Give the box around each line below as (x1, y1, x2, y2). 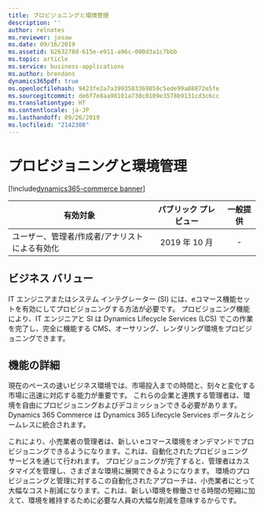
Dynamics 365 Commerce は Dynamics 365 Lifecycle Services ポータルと (8, 410, 247, 420)
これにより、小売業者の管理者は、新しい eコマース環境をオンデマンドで (8, 437, 241, 446)
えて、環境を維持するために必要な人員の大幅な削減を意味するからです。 (8, 496, 241, 505)
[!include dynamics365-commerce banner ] (8, 184, 145, 193)
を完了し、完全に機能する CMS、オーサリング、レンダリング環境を (8, 324, 225, 333)
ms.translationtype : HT (8, 99, 86, 107)
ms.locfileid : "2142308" (8, 121, 90, 129)
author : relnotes (8, 26, 65, 34)
